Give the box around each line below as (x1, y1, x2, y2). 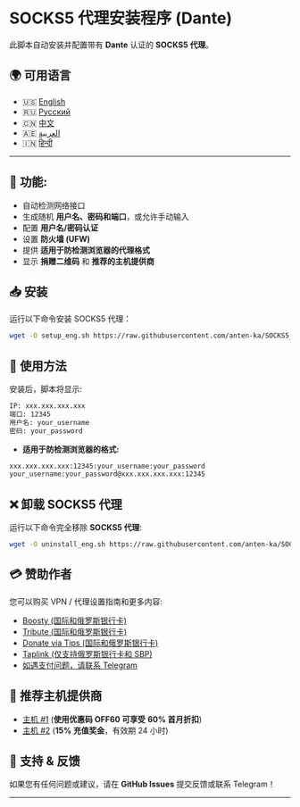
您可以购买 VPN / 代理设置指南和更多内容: (9, 595, 163, 607)
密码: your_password (9, 426, 83, 436)
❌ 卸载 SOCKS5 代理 (9, 496, 123, 512)
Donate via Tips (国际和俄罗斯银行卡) (21, 637, 159, 648)
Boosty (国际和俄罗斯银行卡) (21, 615, 128, 626)
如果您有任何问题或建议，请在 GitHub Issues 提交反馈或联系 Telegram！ (9, 778, 276, 790)
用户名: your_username (9, 418, 90, 427)
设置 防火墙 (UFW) (21, 233, 91, 244)
